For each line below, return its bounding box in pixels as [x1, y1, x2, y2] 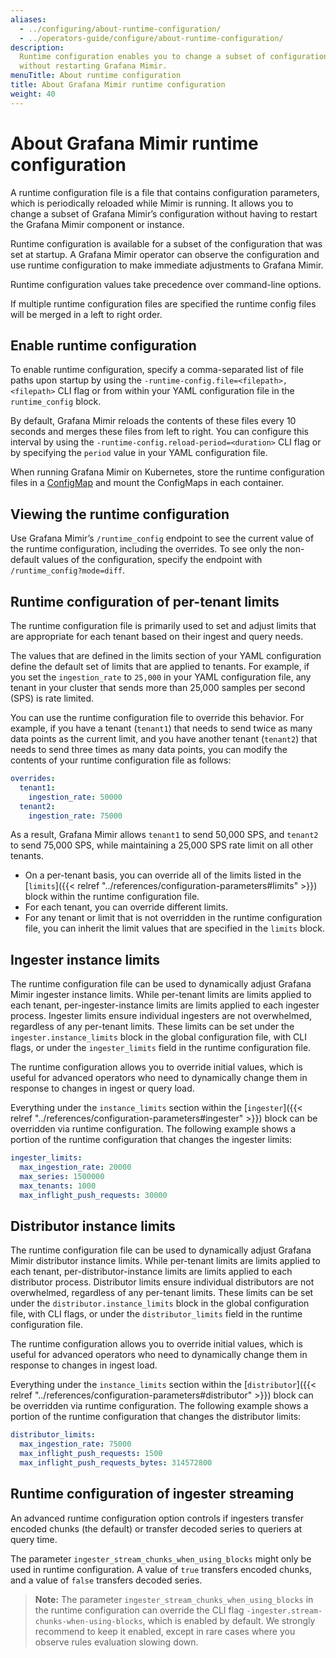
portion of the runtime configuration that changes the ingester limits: [10, 1134, 293, 1146]
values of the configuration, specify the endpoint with [41, 554, 263, 566]
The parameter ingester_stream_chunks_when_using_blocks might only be [10, 1552, 312, 1565]
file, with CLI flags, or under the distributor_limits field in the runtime [10, 1308, 303, 1320]
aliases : [10, 14, 47, 25]
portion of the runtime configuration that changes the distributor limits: [10, 1411, 302, 1423]
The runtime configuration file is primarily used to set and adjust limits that [10, 620, 317, 631]
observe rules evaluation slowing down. [34, 1636, 199, 1648]
